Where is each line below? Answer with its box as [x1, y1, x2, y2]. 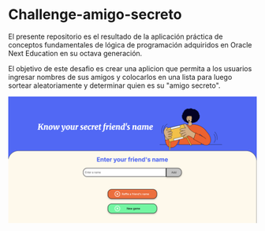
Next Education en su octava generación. [8, 48, 143, 58]
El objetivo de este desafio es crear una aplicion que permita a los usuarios [8, 63, 252, 73]
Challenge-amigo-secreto [8, 6, 182, 24]
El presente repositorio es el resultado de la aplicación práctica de [8, 32, 223, 41]
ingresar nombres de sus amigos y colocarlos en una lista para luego [8, 72, 233, 81]
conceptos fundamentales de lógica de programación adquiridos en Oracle [8, 40, 252, 49]
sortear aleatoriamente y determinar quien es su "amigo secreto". [8, 81, 221, 90]
